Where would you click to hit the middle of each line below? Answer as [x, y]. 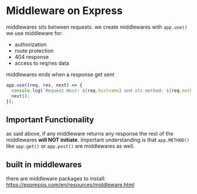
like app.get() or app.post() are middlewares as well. [70, 146]
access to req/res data [42, 63]
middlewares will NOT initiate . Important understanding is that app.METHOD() [98, 140]
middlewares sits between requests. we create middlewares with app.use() [97, 27]
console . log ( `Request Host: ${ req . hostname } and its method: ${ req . [97, 91]
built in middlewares [44, 164]
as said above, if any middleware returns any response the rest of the [90, 134]
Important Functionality [50, 119]
